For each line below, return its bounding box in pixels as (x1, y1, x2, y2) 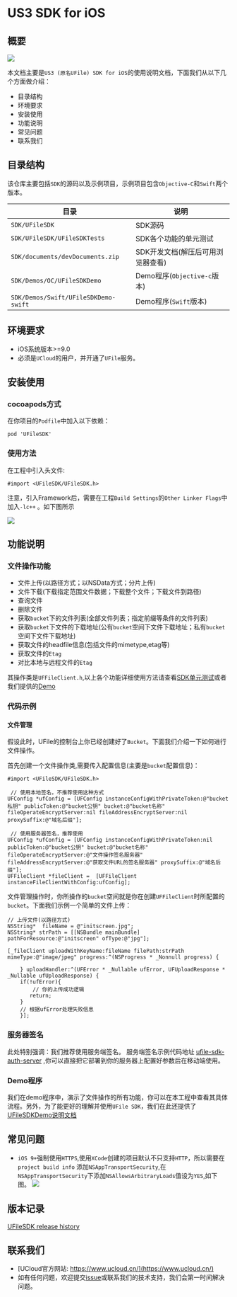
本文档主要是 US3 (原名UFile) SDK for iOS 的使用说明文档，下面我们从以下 (7, 69, 221, 76)
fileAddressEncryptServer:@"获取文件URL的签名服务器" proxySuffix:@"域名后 (7, 859, 221, 867)
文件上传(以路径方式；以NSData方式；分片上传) (17, 578, 157, 587)
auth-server (7, 1056, 42, 1065)
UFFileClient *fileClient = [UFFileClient (7, 873, 138, 880)
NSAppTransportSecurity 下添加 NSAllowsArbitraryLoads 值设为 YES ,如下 (17, 1171, 218, 1179)
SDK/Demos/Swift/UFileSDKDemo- (11, 293, 116, 302)
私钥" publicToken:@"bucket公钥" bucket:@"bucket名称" (7, 803, 166, 810)
